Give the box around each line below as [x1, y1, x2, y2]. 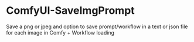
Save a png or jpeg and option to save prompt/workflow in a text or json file [6, 23, 189, 30]
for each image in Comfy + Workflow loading [6, 29, 114, 36]
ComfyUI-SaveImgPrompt [6, 4, 135, 17]
